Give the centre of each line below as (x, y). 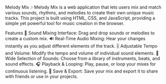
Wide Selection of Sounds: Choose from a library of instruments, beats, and (83, 58)
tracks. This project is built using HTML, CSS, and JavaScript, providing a (80, 18)
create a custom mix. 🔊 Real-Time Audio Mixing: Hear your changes (75, 39)
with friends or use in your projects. (41, 76)
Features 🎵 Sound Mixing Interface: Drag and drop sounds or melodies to (80, 33)
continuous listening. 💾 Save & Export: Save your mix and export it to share (82, 71)
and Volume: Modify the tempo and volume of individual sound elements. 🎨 (82, 53)
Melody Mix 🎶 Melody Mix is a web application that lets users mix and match (83, 7)
